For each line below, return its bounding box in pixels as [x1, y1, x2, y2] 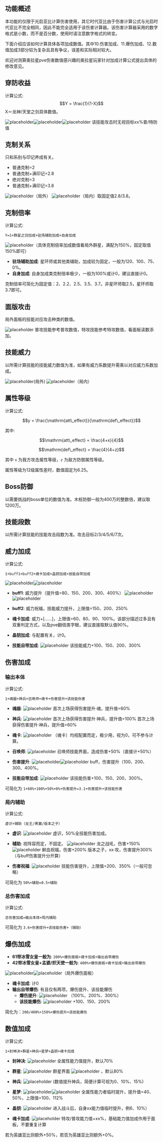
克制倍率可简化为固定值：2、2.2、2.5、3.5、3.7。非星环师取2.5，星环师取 [5, 281, 154, 287]
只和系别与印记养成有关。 [5, 154, 56, 160]
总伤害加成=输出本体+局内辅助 [5, 916, 57, 920]
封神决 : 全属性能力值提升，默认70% [12, 1058, 114, 1064]
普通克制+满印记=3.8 [12, 183, 54, 189]
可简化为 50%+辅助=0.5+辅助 [5, 880, 57, 885]
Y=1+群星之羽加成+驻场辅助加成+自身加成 [5, 233, 76, 238]
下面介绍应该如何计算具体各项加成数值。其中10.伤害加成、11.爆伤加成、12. [5, 41, 153, 47]
